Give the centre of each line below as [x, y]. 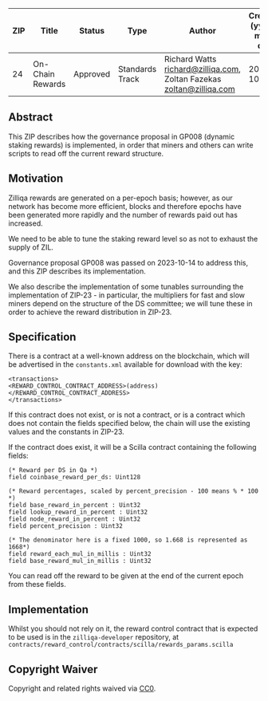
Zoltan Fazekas [193, 79]
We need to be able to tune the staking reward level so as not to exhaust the [133, 238]
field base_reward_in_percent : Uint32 [75, 506]
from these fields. [37, 585]
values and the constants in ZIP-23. [67, 432]
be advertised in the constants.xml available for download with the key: [125, 364]
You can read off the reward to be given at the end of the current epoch [126, 576]
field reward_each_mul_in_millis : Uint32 [80, 554]
